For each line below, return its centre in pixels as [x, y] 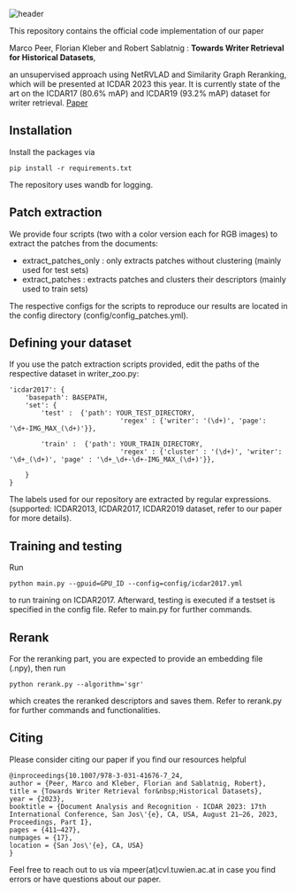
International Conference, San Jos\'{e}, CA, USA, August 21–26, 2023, [144, 814]
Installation [41, 131]
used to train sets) [55, 289]
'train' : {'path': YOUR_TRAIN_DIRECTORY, [122, 444]
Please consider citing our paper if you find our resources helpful [128, 759]
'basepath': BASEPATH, [67, 398]
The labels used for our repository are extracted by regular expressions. [140, 500]
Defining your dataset [71, 343]
